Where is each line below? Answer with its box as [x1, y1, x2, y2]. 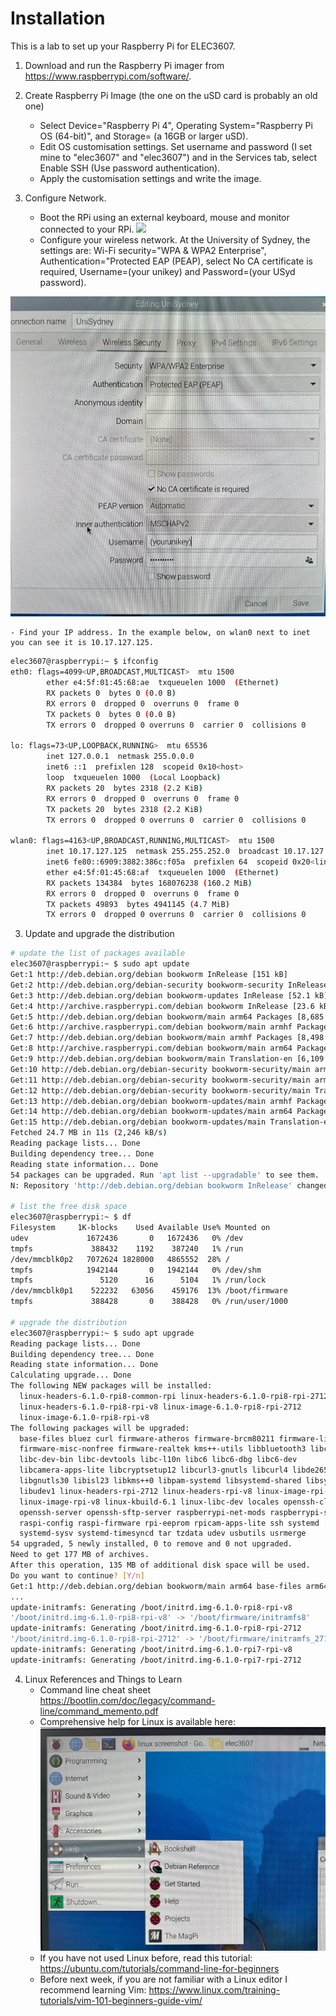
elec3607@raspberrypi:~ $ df [10, 1212, 132, 1222]
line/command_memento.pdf [39, 1705, 159, 1717]
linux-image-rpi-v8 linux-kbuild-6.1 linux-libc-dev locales [19, 1497, 280, 1507]
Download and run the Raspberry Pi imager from [24, 59, 225, 71]
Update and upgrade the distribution [24, 928, 175, 940]
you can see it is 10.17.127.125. [10, 638, 155, 648]
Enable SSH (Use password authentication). [39, 162, 221, 174]
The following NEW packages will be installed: [10, 1381, 213, 1391]
